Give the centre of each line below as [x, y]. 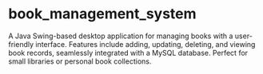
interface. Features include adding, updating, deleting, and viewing [145, 44]
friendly [21, 44]
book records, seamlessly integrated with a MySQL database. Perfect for [128, 53]
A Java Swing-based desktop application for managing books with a [121, 36]
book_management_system [103, 14]
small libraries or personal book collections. [80, 61]
